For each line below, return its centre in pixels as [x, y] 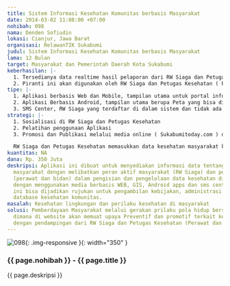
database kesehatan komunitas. [58, 198]
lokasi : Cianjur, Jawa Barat [49, 39]
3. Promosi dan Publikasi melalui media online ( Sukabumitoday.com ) [116, 134]
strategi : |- [26, 115]
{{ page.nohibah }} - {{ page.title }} [67, 260]
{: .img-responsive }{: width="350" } [76, 242]
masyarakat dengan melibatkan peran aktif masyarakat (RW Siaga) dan [114, 172]
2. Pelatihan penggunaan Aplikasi [62, 128]
